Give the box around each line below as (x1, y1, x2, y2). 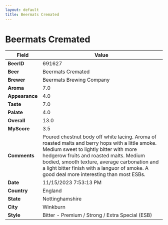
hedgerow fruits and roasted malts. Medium (42, 152, 145, 159)
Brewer (7, 76, 25, 83)
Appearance (7, 93, 38, 100)
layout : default (5, 7, 39, 13)
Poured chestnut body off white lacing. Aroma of (42, 133, 156, 140)
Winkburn (42, 203, 66, 210)
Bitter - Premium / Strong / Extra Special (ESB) (42, 211, 152, 218)
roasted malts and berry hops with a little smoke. (42, 140, 157, 147)
